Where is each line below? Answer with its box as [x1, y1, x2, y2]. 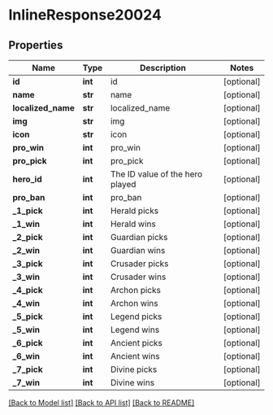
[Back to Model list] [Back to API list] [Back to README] [8, 398, 195, 408]
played [110, 179, 136, 190]
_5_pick [12, 311, 43, 322]
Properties [8, 38, 63, 52]
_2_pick [12, 232, 43, 242]
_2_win [12, 245, 41, 256]
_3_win [12, 271, 41, 282]
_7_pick [12, 364, 43, 375]
